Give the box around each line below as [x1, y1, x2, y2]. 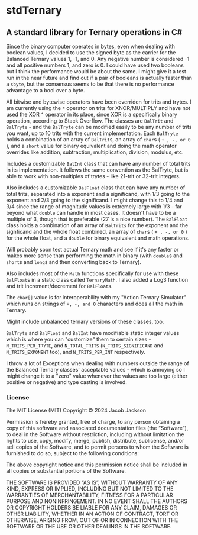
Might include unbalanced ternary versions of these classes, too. [6, 318, 164, 325]
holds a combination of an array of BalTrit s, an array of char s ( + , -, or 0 [6, 136, 191, 143]
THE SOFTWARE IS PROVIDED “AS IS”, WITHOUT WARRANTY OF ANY [6, 479, 178, 486]
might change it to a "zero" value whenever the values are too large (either [6, 372, 188, 379]
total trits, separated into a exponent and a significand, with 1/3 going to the [6, 191, 190, 197]
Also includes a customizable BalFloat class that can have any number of [6, 184, 186, 191]
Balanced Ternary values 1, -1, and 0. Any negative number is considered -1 [6, 56, 190, 62]
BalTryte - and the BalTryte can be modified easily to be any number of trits [6, 124, 192, 130]
